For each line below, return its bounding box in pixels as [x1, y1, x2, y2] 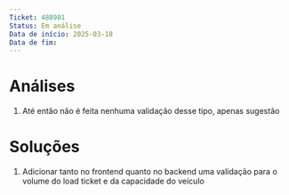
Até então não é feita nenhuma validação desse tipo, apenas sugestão [21, 106, 280, 117]
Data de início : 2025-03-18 [9, 29, 114, 38]
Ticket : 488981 [9, 12, 66, 22]
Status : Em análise [9, 21, 82, 30]
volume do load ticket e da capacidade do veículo [21, 175, 205, 187]
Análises [9, 77, 76, 96]
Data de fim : [9, 37, 58, 47]
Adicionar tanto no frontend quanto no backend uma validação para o [21, 167, 277, 177]
